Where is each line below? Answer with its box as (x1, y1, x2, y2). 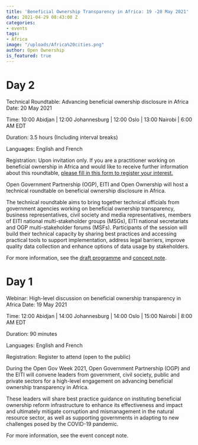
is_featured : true (6, 53, 51, 59)
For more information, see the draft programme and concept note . (6, 254, 167, 261)
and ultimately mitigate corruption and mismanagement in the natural (6, 408, 174, 415)
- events (6, 25, 28, 31)
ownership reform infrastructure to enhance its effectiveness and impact (6, 401, 183, 408)
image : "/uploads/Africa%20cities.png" (6, 42, 105, 48)
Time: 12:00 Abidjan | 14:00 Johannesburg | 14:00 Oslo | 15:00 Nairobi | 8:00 (6, 312, 193, 319)
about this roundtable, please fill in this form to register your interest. (6, 169, 173, 176)
